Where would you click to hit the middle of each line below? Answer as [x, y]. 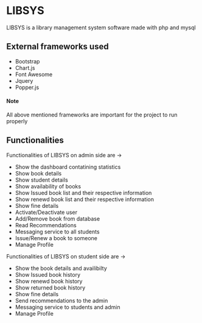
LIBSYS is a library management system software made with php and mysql [101, 27]
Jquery [24, 80]
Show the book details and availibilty [61, 268]
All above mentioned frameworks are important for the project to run [92, 115]
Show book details [38, 173]
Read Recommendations [46, 225]
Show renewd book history [49, 281]
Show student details [41, 180]
